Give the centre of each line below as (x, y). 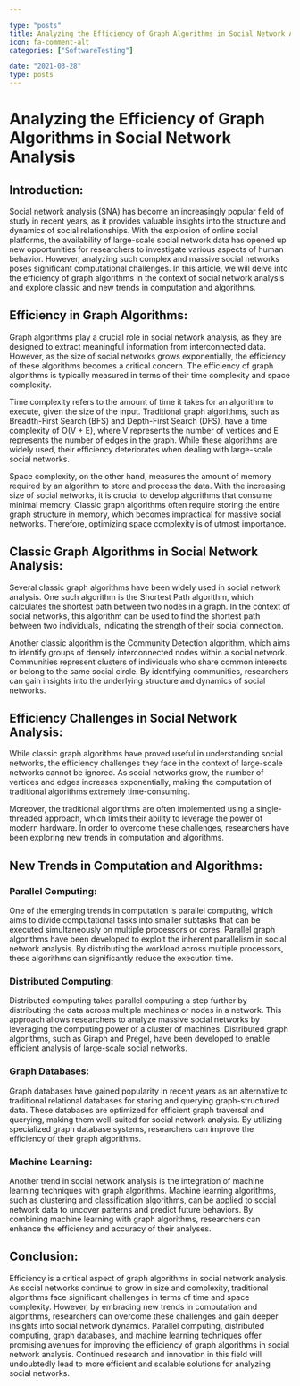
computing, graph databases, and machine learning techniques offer (135, 1335)
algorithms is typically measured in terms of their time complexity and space (150, 375)
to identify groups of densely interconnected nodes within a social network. (148, 652)
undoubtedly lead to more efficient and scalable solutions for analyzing (140, 1364)
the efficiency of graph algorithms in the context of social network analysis (147, 278)
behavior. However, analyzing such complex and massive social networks (144, 259)
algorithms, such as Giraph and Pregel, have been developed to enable (140, 1039)
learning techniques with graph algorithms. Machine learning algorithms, (143, 1191)
